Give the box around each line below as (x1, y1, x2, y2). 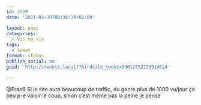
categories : (6, 30, 36, 36)
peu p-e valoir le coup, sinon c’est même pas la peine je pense (6, 92, 161, 99)
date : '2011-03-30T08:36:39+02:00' (6, 14, 95, 20)
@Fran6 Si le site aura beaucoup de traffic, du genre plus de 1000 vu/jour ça (6, 85, 195, 92)
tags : (6, 42, 20, 48)
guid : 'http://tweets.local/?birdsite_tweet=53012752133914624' (6, 64, 170, 70)
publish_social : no (6, 58, 55, 64)
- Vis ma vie (11, 36, 44, 42)
